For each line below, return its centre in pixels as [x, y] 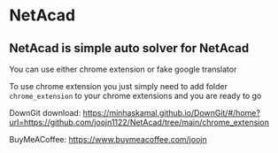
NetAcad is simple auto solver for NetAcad [129, 48]
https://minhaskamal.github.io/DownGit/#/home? [172, 113]
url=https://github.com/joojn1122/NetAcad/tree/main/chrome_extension [139, 122]
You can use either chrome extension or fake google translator [123, 69]
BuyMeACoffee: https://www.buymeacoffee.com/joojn [108, 139]
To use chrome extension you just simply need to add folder [119, 86]
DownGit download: [45, 113]
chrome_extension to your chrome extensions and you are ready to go [135, 96]
